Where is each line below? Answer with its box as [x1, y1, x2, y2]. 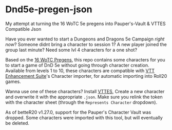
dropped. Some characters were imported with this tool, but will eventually [5, 114, 163, 121]
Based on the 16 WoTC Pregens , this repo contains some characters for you [5, 56, 165, 62]
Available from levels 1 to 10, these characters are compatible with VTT [5, 68, 155, 74]
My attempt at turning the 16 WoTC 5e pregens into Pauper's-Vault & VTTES [5, 20, 166, 27]
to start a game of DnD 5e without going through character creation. [5, 62, 150, 68]
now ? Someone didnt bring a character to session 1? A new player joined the [5, 41, 167, 47]
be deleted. [5, 120, 30, 126]
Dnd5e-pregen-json [5, 4, 92, 15]
